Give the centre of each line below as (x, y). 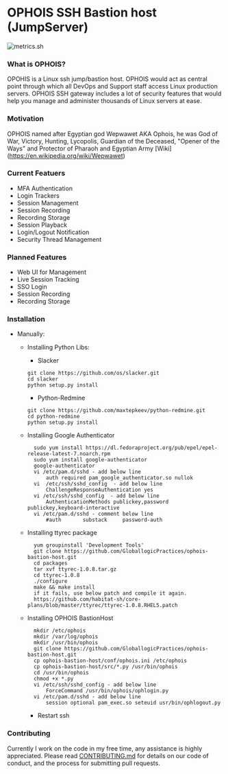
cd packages (50, 564)
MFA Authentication (45, 188)
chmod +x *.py (53, 679)
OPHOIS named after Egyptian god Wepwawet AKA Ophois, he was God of (112, 134)
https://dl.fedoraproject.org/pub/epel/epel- (151, 448)
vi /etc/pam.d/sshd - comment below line (93, 514)
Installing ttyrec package (62, 533)
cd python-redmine (53, 417)
